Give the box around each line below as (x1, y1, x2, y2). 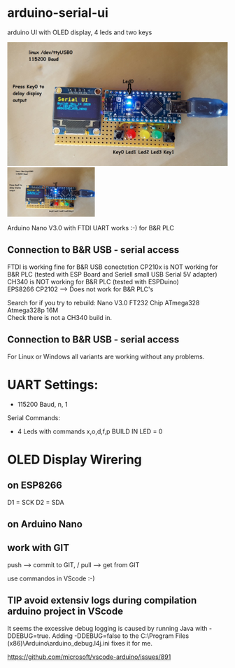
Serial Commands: (7, 413, 61, 422)
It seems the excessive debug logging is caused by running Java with (7, 624, 208, 632)
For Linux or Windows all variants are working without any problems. (7, 352, 205, 361)
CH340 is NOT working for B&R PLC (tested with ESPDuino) (7, 277, 180, 286)
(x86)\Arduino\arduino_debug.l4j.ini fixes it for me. (7, 639, 152, 647)
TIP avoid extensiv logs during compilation (7, 594, 197, 606)
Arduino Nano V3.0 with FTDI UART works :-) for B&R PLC (7, 223, 175, 232)
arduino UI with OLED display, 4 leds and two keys (7, 28, 152, 36)
